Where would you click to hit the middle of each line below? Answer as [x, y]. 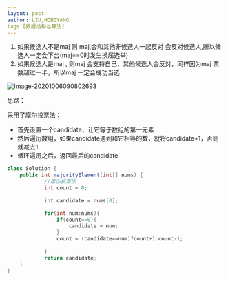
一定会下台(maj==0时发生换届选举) [79, 55]
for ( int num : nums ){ [72, 213]
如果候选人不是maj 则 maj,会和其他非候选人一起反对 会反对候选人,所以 [116, 47]
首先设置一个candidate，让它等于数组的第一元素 [86, 130]
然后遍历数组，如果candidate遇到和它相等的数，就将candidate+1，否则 [118, 138]
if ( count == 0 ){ [76, 220]
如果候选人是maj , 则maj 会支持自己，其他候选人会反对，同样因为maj [114, 64]
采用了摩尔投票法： [34, 115]
